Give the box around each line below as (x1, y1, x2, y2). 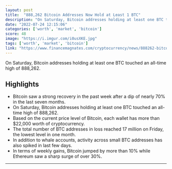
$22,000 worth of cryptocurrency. (12, 121, 85, 127)
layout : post (5, 7, 33, 13)
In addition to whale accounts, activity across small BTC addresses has (12, 137, 163, 143)
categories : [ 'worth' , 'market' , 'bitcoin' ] (5, 27, 102, 32)
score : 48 (5, 31, 27, 36)
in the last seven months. (12, 99, 66, 105)
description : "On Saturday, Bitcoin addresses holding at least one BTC (5, 17, 164, 22)
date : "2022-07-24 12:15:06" (5, 22, 68, 27)
